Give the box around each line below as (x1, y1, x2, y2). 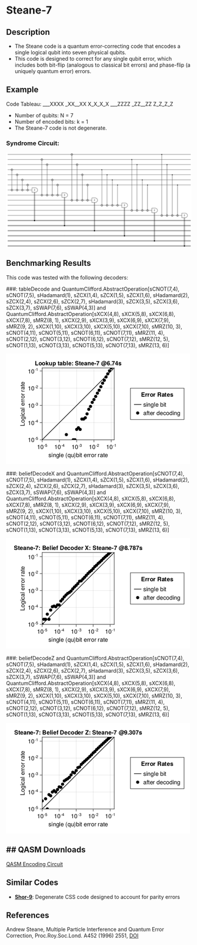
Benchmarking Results (6, 258, 91, 268)
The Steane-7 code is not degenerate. (14, 124, 107, 131)
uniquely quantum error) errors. (14, 68, 92, 74)
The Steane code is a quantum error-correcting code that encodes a (14, 42, 181, 50)
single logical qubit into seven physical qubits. (14, 49, 126, 56)
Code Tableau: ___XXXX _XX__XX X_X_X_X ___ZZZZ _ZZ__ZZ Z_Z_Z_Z (6, 100, 173, 107)
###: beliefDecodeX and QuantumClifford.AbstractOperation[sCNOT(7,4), (6, 470, 185, 477)
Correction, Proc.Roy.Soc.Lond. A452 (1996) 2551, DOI (6, 932, 139, 939)
